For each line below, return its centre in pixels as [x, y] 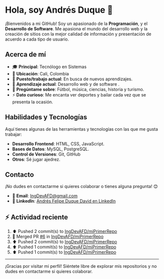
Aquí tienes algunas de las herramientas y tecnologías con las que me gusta [82, 129]
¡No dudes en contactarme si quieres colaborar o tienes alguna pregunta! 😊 [82, 186]
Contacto [20, 174]
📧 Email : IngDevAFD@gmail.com [45, 196]
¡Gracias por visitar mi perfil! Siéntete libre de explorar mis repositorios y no [81, 266]
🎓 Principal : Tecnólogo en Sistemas [49, 67]
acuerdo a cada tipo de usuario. [37, 39]
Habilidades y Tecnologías [46, 117]
